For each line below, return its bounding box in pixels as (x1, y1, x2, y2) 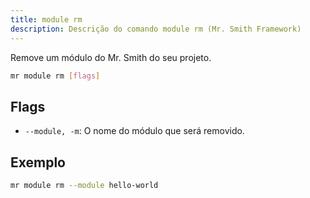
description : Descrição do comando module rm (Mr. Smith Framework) (10, 24, 302, 34)
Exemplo (10, 154, 66, 171)
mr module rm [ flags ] (10, 71, 101, 81)
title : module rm (10, 14, 83, 25)
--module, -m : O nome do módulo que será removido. (24, 125, 245, 137)
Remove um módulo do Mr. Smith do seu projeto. (10, 51, 212, 63)
